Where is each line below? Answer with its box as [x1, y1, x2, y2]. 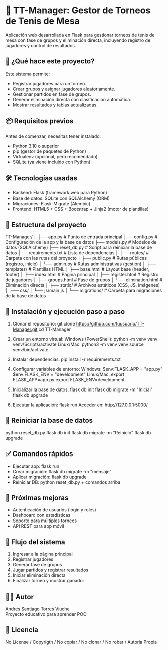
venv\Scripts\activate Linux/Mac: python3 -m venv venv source [12, 341, 144, 347]
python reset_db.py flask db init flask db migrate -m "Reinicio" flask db [5, 429, 151, 435]
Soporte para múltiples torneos [12, 517, 77, 524]
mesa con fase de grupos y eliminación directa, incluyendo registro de [5, 37, 151, 43]
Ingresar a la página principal [12, 551, 73, 557]
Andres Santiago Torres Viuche [5, 606, 70, 612]
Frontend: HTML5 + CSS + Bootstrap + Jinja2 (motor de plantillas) [12, 206, 149, 212]
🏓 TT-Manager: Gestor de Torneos [5, 5, 151, 16]
